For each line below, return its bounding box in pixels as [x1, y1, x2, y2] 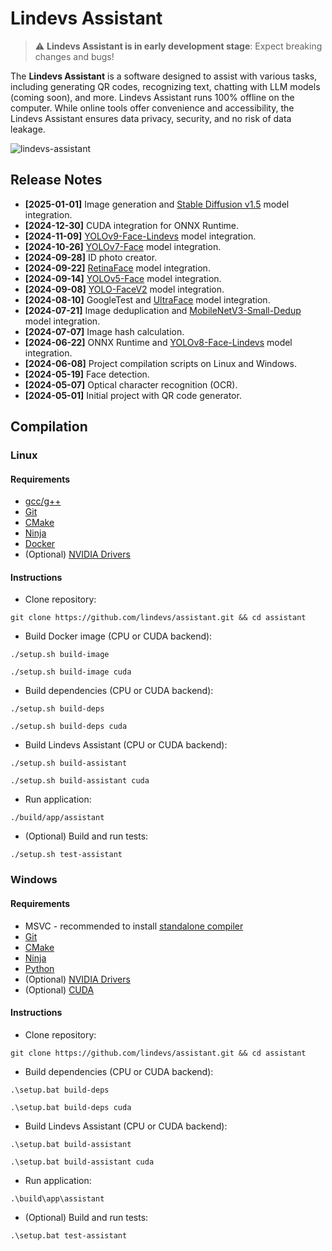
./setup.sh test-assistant [10, 850, 123, 860]
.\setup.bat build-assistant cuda [10, 1157, 155, 1167]
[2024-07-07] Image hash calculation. [24, 325, 185, 337]
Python [24, 962, 55, 974]
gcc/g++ [24, 495, 62, 507]
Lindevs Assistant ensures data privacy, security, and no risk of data [10, 112, 292, 124]
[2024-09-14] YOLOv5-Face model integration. [24, 272, 222, 284]
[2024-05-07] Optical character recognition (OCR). [24, 378, 238, 391]
